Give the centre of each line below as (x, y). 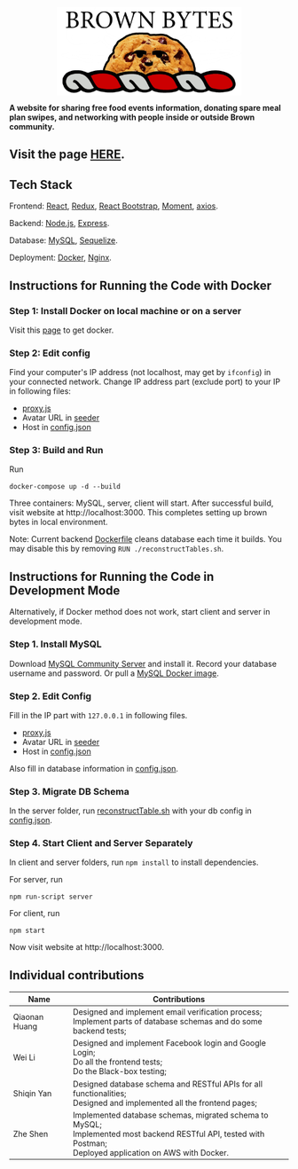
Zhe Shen (31, 1134)
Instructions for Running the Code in (112, 576)
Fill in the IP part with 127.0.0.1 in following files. (98, 715)
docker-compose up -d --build (65, 487)
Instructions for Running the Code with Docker (141, 285)
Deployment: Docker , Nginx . (61, 258)
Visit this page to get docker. (62, 330)
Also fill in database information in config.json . (94, 768)
